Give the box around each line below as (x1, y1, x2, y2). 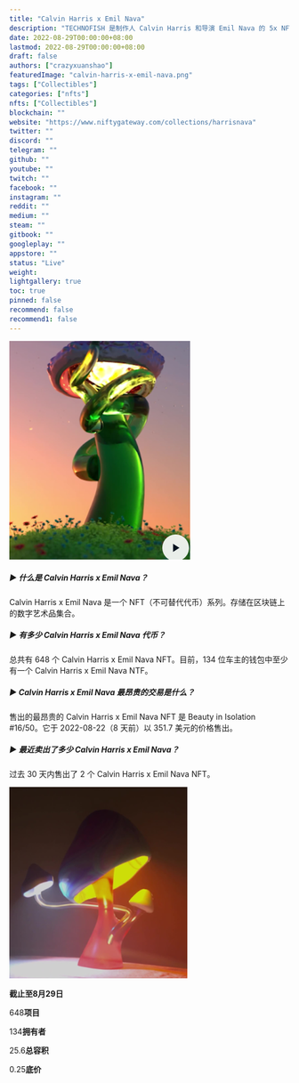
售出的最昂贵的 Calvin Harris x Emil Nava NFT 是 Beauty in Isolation (9, 711, 256, 722)
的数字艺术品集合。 (9, 608, 80, 618)
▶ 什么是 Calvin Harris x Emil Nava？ (9, 572, 149, 583)
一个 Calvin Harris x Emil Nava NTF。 (16, 665, 153, 675)
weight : (9, 268, 38, 277)
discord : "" (9, 136, 53, 146)
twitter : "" (9, 127, 53, 136)
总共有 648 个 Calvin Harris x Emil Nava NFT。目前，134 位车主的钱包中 (9, 654, 273, 665)
